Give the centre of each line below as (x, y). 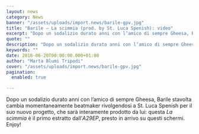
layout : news (22, 12)
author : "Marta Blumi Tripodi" (45, 61)
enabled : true (29, 77)
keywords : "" (22, 50)
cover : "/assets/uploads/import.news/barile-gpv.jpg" (74, 66)
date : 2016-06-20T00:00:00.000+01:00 (53, 55)
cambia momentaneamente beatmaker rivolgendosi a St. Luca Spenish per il (99, 106)
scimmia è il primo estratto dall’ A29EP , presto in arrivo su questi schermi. (96, 118)
